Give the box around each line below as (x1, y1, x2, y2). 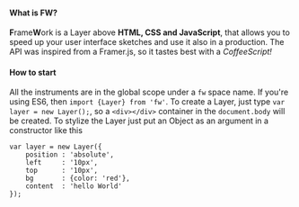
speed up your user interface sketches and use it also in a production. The (9, 37, 285, 48)
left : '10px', (25, 158, 99, 167)
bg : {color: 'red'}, (25, 174, 130, 184)
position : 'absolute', (25, 150, 115, 159)
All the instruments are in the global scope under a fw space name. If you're (9, 86, 289, 98)
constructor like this (9, 125, 84, 136)
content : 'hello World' (25, 182, 123, 191)
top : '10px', (25, 166, 99, 175)
